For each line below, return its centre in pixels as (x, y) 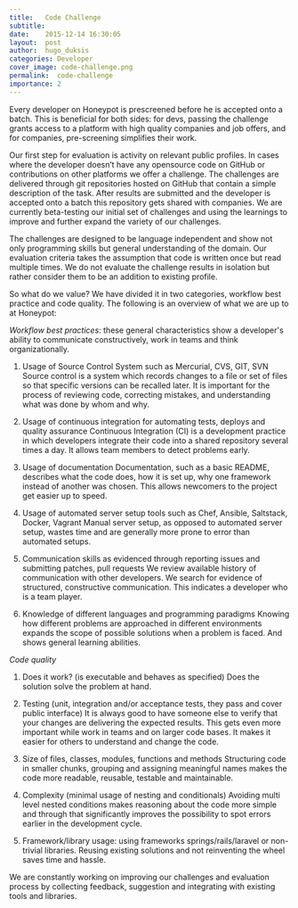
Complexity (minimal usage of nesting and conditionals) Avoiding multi (151, 795)
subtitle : (28, 26)
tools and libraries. (43, 896)
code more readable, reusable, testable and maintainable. (128, 778)
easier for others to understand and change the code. (121, 741)
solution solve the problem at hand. (87, 686)
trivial (32, 850)
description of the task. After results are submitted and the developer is (140, 193)
